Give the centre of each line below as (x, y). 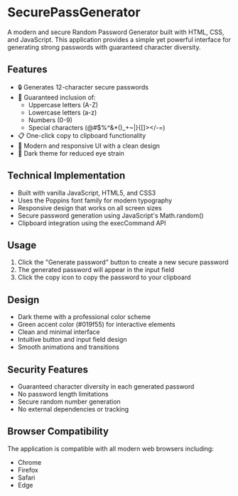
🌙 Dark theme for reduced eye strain (71, 153)
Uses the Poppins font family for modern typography (95, 200)
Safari (26, 478)
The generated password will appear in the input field (96, 270)
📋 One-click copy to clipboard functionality (82, 135)
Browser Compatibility (58, 432)
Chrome (29, 462)
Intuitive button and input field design (72, 340)
